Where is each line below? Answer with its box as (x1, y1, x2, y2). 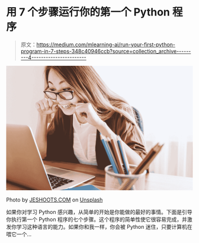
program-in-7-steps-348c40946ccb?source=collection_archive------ (20, 47, 191, 55)
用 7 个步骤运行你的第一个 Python (6, 5, 171, 19)
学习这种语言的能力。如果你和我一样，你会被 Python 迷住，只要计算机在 (16, 223, 192, 230)
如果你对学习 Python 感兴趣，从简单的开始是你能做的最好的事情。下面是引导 (6, 208, 192, 215)
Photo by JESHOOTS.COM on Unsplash (6, 196, 103, 203)
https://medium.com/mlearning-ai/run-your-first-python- (36, 41, 176, 48)
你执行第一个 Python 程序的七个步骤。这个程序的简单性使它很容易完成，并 (6, 216, 188, 223)
